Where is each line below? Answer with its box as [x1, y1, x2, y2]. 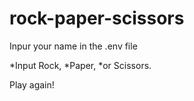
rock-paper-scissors [9, 7, 185, 30]
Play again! [9, 78, 55, 91]
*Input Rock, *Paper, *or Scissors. [9, 59, 152, 71]
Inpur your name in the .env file [9, 40, 138, 52]
